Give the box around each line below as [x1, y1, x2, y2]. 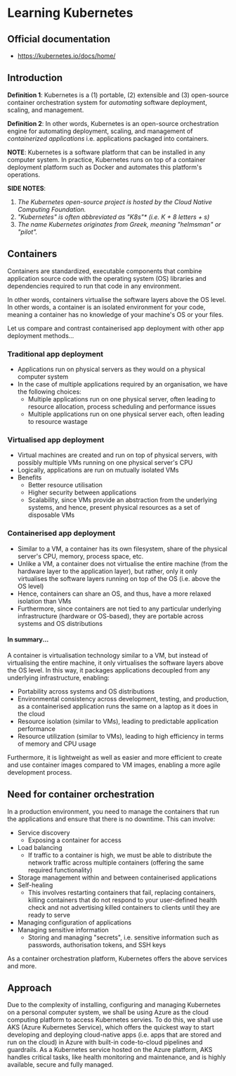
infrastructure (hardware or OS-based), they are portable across [17, 611, 204, 620]
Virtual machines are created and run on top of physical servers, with [17, 451, 218, 459]
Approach [7, 982, 52, 994]
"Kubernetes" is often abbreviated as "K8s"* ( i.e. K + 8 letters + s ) [17, 213, 210, 221]
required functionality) [27, 865, 93, 874]
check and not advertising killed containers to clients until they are [27, 903, 221, 911]
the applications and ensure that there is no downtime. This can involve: [7, 815, 216, 823]
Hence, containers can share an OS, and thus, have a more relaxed [17, 589, 211, 598]
